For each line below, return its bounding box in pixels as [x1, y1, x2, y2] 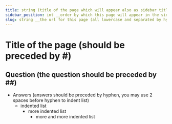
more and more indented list [35, 114, 95, 120]
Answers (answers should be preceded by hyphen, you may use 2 [12, 92, 153, 98]
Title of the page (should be [5, 39, 125, 51]
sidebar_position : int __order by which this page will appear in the [5, 12, 159, 17]
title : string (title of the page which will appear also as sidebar [5, 7, 157, 13]
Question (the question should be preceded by [5, 70, 157, 79]
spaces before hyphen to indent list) [12, 97, 90, 104]
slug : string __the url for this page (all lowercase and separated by [5, 17, 161, 22]
